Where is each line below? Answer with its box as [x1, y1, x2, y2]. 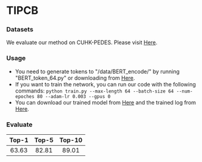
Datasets [6, 25, 33, 34]
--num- [176, 88, 193, 94]
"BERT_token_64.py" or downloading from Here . [15, 74, 135, 82]
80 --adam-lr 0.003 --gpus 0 [37, 93, 111, 100]
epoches [15, 93, 35, 100]
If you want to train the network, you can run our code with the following [15, 80, 196, 88]
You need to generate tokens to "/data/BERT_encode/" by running [15, 68, 180, 75]
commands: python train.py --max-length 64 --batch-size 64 [15, 87, 174, 94]
